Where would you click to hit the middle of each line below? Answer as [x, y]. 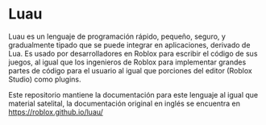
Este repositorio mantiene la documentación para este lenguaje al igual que [133, 94]
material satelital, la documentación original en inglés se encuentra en [124, 103]
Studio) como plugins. [45, 79]
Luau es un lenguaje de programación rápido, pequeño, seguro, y [117, 36]
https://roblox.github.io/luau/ [56, 112]
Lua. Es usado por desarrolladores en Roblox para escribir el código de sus [133, 53]
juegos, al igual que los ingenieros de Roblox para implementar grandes [127, 62]
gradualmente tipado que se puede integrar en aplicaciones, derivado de [129, 44]
